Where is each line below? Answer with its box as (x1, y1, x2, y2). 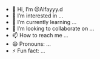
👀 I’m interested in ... (12, 12, 64, 19)
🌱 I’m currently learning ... (12, 19, 77, 25)
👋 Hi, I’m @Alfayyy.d (12, 6, 63, 13)
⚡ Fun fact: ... (12, 47, 45, 54)
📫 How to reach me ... (12, 32, 68, 39)
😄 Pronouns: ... (12, 40, 52, 48)
